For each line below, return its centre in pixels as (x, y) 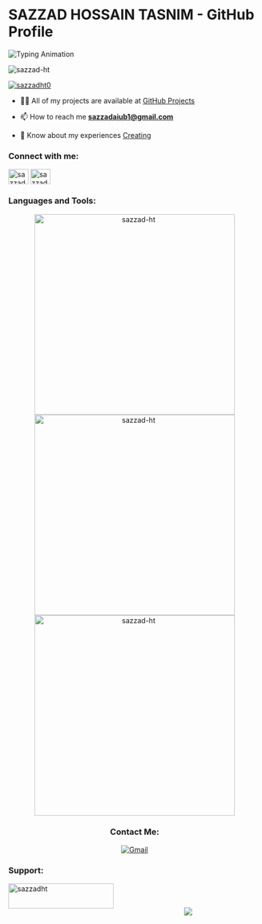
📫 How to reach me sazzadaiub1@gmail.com (97, 116)
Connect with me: (44, 156)
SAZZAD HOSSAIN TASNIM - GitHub (131, 15)
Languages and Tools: (52, 201)
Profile (31, 32)
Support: (26, 870)
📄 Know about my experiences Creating (85, 135)
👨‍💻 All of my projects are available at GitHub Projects (107, 100)
